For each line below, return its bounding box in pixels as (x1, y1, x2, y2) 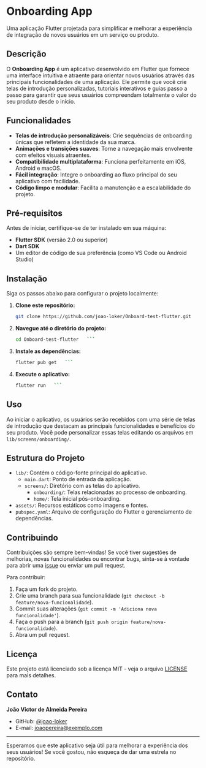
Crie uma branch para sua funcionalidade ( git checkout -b (15, 592, 165, 599)
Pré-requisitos (6, 208, 63, 218)
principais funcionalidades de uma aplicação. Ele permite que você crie (6, 78, 187, 85)
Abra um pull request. (15, 631, 71, 639)
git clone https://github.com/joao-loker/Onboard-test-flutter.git (15, 314, 191, 320)
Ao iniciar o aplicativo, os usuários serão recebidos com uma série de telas (6, 416, 196, 423)
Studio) (15, 256, 34, 263)
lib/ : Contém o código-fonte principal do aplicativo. (15, 469, 148, 476)
